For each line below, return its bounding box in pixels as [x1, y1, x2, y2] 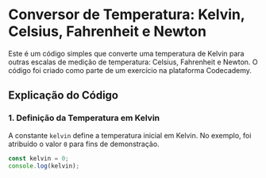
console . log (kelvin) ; [8, 161, 80, 170]
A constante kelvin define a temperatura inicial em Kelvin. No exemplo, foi [8, 130, 252, 140]
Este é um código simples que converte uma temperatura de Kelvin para [8, 48, 245, 58]
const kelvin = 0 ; [8, 154, 69, 162]
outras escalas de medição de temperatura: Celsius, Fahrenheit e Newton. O [8, 57, 258, 67]
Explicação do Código [8, 89, 119, 103]
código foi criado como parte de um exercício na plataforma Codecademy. [8, 65, 253, 75]
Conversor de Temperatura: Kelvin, [8, 6, 245, 24]
